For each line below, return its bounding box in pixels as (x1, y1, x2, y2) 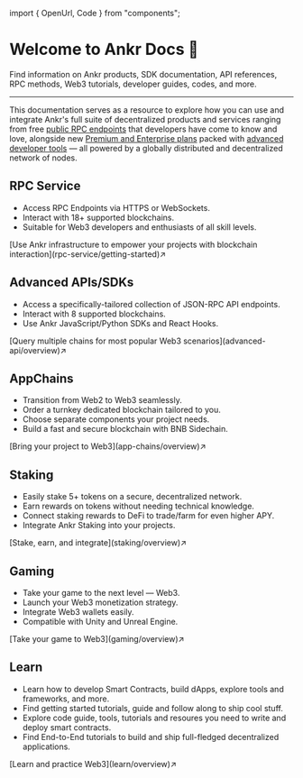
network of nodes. (9, 152, 78, 163)
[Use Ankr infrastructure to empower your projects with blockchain (9, 239, 258, 250)
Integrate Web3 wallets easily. (22, 607, 134, 617)
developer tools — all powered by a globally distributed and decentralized (9, 142, 283, 153)
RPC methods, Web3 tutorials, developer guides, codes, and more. (9, 78, 257, 89)
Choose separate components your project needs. (22, 414, 210, 425)
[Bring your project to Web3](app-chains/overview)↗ (9, 441, 207, 452)
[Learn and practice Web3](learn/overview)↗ (9, 758, 178, 769)
